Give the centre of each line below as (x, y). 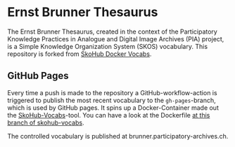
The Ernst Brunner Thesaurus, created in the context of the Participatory (113, 31)
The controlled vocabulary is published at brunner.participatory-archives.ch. (118, 136)
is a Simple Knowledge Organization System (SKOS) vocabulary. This (108, 46)
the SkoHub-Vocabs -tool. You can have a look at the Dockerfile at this (109, 115)
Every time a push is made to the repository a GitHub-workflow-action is (112, 92)
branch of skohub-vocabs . (46, 122)
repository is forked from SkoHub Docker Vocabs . (80, 54)
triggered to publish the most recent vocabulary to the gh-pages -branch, (112, 100)
